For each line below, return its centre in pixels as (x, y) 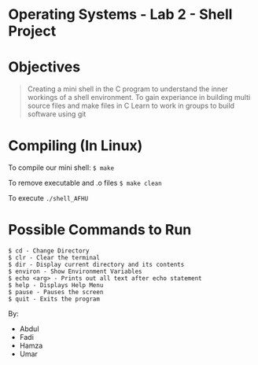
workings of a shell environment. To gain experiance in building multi (139, 98)
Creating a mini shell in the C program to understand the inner (127, 89)
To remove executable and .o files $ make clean (85, 183)
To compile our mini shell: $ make (61, 168)
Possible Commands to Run (100, 230)
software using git (57, 114)
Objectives (44, 67)
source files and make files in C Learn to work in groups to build (131, 106)
